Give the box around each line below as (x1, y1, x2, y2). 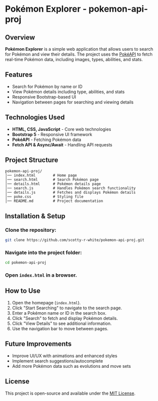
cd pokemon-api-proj (5, 260, 47, 265)
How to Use (5, 287, 41, 295)
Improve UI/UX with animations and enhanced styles (12, 353, 118, 359)
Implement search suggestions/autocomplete (12, 358, 103, 364)
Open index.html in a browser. (5, 272, 77, 279)
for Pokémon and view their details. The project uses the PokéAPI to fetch (5, 51, 153, 57)
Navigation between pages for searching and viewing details (12, 99, 134, 105)
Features (5, 71, 33, 79)
